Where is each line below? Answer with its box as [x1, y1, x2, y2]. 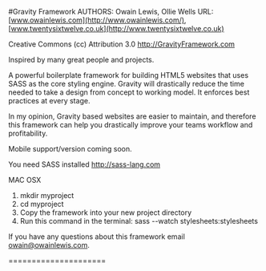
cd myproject [19, 200, 64, 208]
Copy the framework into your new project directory [19, 208, 192, 217]
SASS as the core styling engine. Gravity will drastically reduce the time [8, 79, 244, 88]
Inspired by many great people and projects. [8, 55, 155, 64]
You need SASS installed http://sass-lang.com [8, 160, 161, 169]
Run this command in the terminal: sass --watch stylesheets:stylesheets [19, 216, 259, 225]
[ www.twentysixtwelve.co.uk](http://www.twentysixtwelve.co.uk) [8, 24, 224, 33]
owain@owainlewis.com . [8, 241, 91, 249]
